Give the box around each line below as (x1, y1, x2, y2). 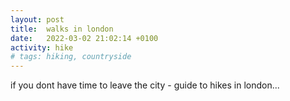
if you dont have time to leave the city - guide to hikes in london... (10, 79, 280, 91)
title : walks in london (10, 24, 114, 34)
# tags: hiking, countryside (10, 52, 132, 62)
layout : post (10, 14, 65, 25)
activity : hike (10, 42, 74, 53)
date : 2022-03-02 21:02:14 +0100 (10, 33, 159, 43)
